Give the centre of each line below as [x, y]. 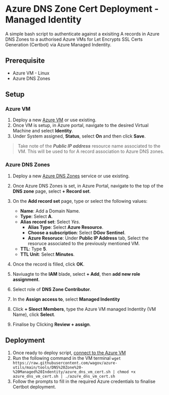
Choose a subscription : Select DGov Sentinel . [77, 232]
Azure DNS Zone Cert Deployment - [82, 9]
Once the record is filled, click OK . [48, 264]
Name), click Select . [34, 314]
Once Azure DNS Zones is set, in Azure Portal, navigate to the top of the [88, 186]
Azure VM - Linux [31, 73]
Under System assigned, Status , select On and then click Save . [79, 136]
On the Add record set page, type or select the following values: [80, 201]
